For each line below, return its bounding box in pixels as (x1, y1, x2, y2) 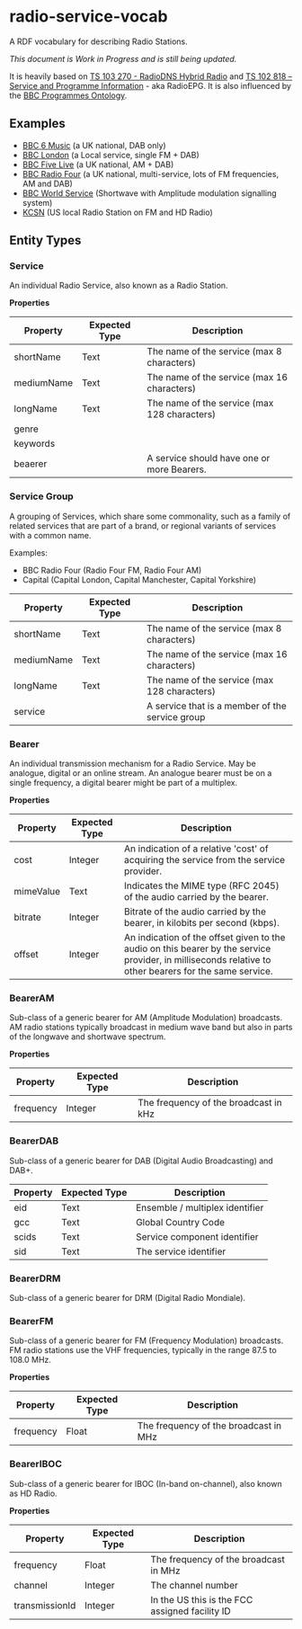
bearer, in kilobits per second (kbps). (124, 917, 280, 930)
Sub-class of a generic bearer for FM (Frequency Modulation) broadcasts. (9, 1335, 284, 1346)
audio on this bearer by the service (124, 942, 271, 955)
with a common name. (9, 530, 92, 540)
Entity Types (9, 233, 82, 248)
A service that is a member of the (147, 699, 288, 712)
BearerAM (9, 992, 55, 1004)
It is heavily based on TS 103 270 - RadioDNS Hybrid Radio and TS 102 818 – (9, 70, 293, 82)
